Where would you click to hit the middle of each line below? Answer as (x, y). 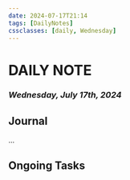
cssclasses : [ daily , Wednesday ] (62, 30)
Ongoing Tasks (47, 165)
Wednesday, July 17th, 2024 (65, 95)
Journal (28, 121)
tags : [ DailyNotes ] (41, 23)
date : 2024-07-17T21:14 (48, 16)
